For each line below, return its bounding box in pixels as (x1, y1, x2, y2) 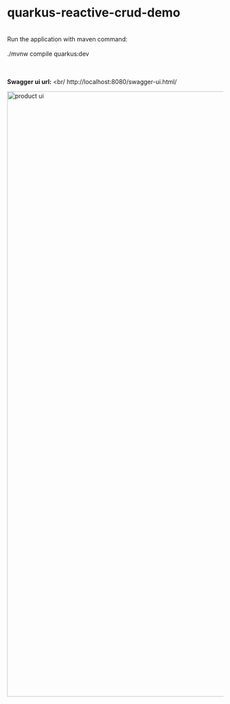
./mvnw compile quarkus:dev (7, 50, 89, 58)
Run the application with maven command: (7, 34, 128, 43)
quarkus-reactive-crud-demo (7, 5, 181, 21)
